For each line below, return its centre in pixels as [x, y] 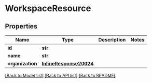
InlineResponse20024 [68, 63]
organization [22, 63]
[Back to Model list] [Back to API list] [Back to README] [60, 76]
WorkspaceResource [48, 8]
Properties [21, 26]
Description [112, 40]
